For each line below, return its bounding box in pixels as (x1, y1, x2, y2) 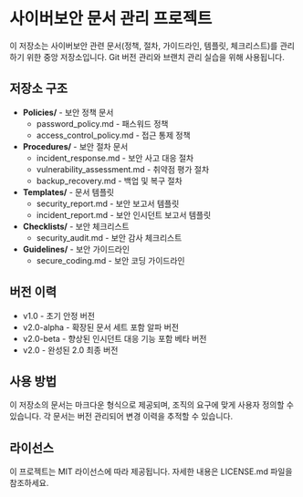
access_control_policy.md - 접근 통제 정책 (36, 129, 191, 140)
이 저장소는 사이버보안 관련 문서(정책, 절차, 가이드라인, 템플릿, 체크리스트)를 (9, 40, 278, 51)
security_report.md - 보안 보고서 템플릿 (36, 198, 180, 209)
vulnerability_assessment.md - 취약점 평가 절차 (36, 163, 210, 174)
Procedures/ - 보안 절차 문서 (22, 140, 129, 151)
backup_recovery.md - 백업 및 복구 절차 (36, 175, 183, 186)
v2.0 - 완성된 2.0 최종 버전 (22, 344, 119, 356)
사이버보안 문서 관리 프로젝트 (9, 8, 213, 29)
